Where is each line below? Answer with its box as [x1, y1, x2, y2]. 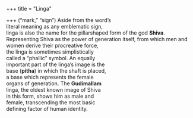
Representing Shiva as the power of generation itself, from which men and [6, 36, 188, 42]
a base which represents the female [6, 74, 94, 80]
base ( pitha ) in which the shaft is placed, [6, 67, 106, 74]
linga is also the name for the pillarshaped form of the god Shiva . [6, 29, 165, 36]
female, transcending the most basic [6, 99, 96, 106]
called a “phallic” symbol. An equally [6, 55, 96, 61]
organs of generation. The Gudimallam [6, 80, 102, 87]
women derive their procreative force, [6, 42, 99, 49]
